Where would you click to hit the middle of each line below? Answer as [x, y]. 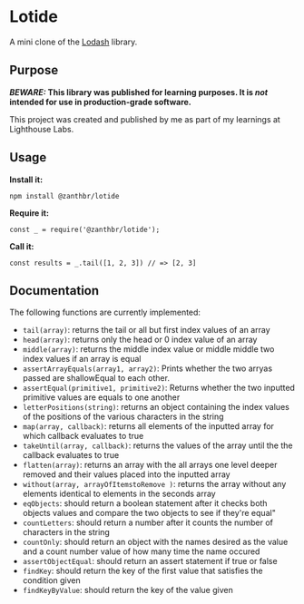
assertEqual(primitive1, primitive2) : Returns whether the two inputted [158, 388]
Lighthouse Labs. [42, 129]
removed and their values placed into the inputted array [126, 474]
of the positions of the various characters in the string [123, 417]
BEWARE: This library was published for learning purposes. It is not [139, 92]
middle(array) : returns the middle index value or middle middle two [148, 349]
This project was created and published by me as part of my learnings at [145, 119]
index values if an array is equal [82, 359]
